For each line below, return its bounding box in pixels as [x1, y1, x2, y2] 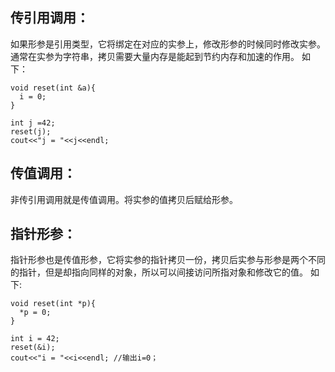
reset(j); [10, 126, 52, 137]
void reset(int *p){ [10, 299, 97, 309]
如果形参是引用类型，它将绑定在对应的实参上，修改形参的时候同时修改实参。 [10, 38, 326, 50]
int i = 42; [10, 334, 60, 344]
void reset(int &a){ [10, 83, 97, 93]
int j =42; [10, 118, 56, 128]
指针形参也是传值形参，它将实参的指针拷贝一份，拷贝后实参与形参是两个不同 [10, 254, 326, 266]
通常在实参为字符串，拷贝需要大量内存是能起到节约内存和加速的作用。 [10, 50, 300, 62]
